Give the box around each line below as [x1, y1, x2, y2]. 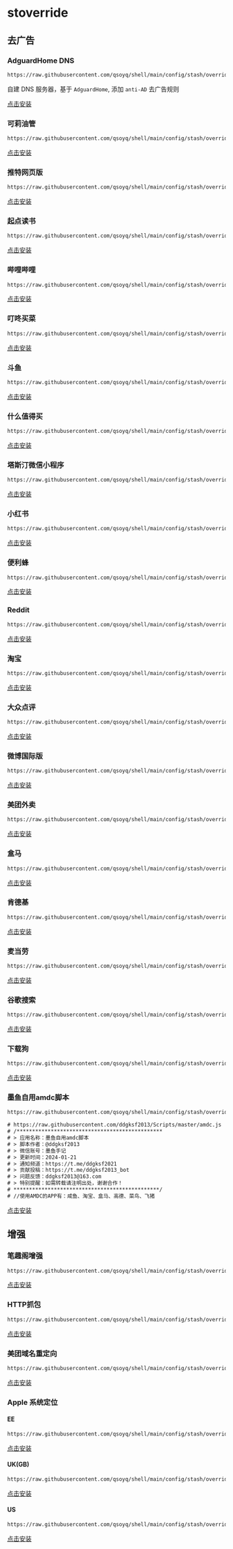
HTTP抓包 [7, 1300, 42, 1310]
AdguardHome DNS [7, 56, 75, 65]
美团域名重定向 [7, 1349, 58, 1358]
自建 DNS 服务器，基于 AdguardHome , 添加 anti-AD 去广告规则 [7, 85, 180, 93]
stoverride [7, 5, 69, 21]
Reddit [7, 605, 30, 615]
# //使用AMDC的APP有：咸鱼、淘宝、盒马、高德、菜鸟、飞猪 [7, 1192, 155, 1200]
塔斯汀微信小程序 [7, 460, 64, 470]
